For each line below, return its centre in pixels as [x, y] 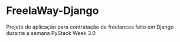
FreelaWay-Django [53, 11]
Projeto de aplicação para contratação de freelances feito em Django [90, 27]
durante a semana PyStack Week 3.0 [51, 33]
